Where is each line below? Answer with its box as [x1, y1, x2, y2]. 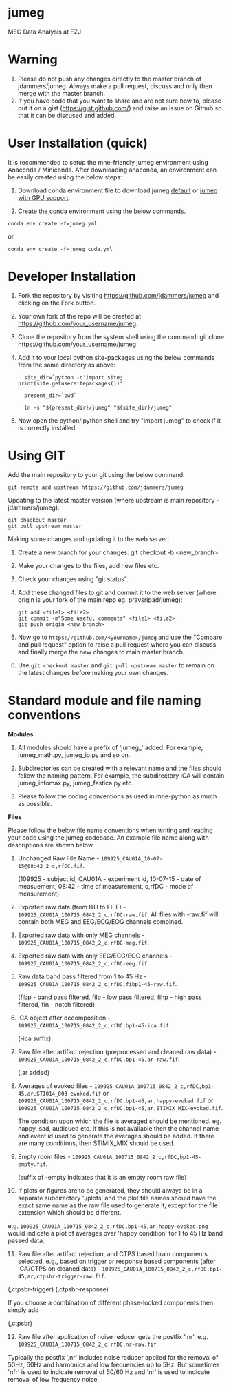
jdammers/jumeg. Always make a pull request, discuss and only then [17, 81, 212, 90]
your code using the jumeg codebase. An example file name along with [8, 833, 209, 842]
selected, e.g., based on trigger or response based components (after [17, 1257, 216, 1265]
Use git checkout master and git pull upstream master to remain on [17, 661, 215, 669]
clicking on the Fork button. [17, 299, 96, 307]
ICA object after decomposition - [17, 1014, 111, 1022]
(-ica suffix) [17, 1034, 52, 1042]
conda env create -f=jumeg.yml [8, 220, 98, 227]
